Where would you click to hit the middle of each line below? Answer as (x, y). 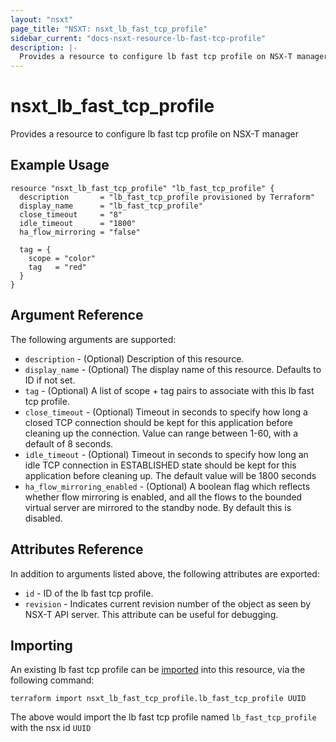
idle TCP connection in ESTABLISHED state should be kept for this (160, 465)
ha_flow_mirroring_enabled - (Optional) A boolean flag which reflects (167, 486)
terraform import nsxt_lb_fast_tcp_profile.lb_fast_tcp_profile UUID (158, 699)
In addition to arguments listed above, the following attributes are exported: (165, 573)
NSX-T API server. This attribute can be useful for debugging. (151, 614)
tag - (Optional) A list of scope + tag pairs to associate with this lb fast (169, 390)
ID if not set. (50, 380)
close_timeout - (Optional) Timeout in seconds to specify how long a (166, 412)
